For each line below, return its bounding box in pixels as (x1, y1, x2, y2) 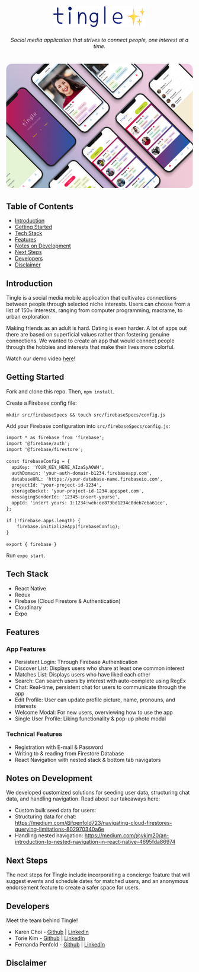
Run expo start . (6, 552, 46, 559)
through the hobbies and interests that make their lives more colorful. (6, 344, 175, 351)
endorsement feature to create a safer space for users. (6, 884, 140, 891)
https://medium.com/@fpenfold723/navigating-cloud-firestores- (14, 819, 172, 827)
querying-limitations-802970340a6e (14, 825, 105, 833)
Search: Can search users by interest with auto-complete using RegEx (14, 677, 187, 685)
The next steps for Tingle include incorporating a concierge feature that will (6, 871, 191, 878)
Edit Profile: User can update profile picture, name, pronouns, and (14, 696, 176, 703)
